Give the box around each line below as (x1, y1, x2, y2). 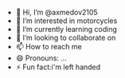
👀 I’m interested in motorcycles (15, 16, 118, 25)
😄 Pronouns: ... (15, 53, 68, 63)
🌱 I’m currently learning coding (15, 25, 118, 33)
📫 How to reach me (15, 42, 82, 51)
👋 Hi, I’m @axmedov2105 (15, 8, 98, 17)
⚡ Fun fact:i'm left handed (15, 62, 101, 72)
